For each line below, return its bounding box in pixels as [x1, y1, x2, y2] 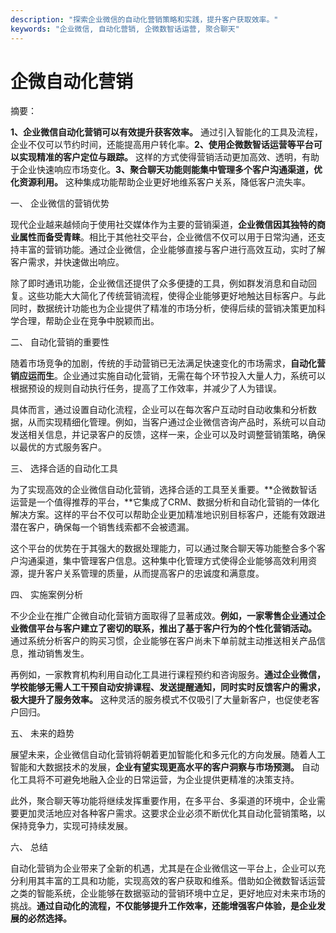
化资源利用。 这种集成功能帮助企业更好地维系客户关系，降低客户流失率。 [10, 176, 311, 188]
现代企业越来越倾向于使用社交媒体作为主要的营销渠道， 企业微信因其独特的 [10, 219, 317, 231]
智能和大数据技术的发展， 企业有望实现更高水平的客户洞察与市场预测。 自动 [10, 761, 320, 773]
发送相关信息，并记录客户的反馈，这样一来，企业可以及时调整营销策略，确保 [10, 429, 326, 441]
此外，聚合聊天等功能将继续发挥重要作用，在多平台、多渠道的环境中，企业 [10, 795, 317, 807]
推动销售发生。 [27, 647, 90, 660]
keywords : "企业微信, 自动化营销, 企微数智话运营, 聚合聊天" [10, 24, 240, 34]
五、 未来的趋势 [10, 727, 75, 740]
